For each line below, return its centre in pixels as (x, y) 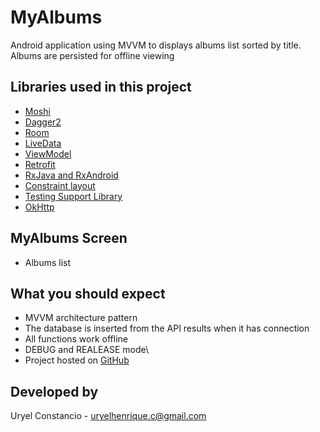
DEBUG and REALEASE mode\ (87, 350)
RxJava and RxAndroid (71, 175)
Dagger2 (43, 122)
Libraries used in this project (101, 87)
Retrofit (40, 164)
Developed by (54, 391)
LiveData (43, 143)
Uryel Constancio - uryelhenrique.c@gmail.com (108, 416)
